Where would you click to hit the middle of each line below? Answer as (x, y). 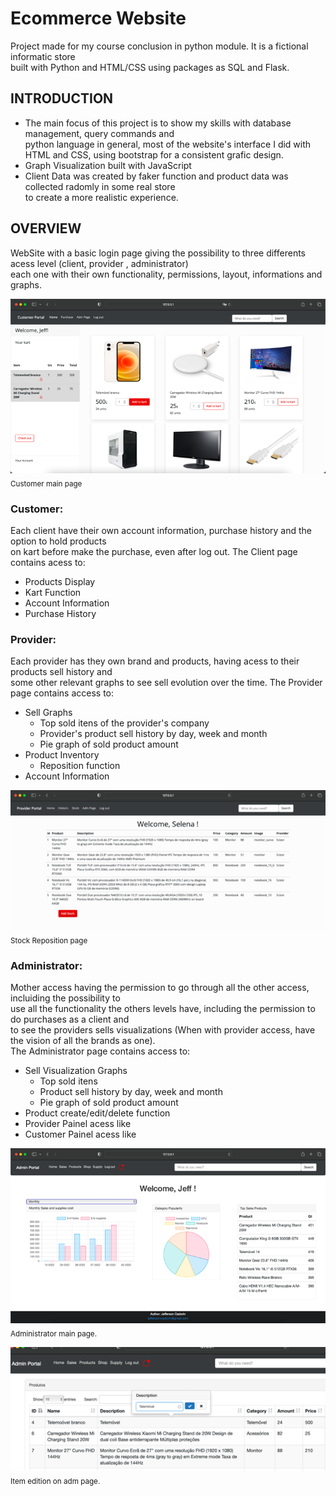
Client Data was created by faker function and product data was (156, 176)
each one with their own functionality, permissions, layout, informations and (166, 274)
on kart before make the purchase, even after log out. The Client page (154, 551)
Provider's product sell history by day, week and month (153, 734)
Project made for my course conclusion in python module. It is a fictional (159, 46)
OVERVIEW (46, 228)
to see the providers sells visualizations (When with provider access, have (163, 1030)
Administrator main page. (54, 1333)
